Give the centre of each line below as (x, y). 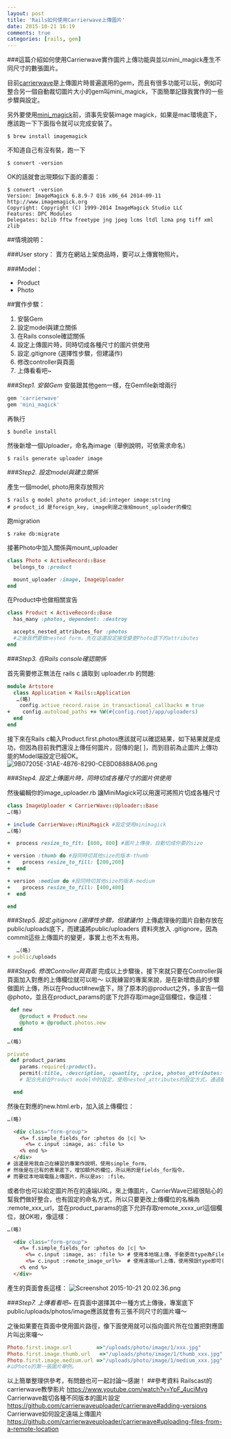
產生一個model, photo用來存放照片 (56, 487)
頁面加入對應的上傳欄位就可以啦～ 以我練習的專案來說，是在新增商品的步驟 (113, 980)
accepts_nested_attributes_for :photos (70, 632)
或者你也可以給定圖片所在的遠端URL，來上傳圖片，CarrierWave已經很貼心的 (115, 1190)
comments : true (29, 33)
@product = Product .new (54, 1017)
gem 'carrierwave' (33, 398)
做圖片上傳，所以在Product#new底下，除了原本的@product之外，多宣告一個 (115, 988)
